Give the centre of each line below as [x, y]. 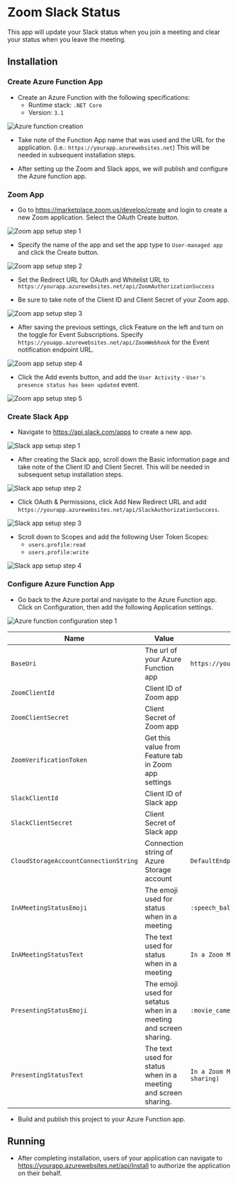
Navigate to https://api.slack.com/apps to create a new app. [105, 432]
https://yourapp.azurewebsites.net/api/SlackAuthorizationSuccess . [118, 510]
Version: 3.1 [46, 112]
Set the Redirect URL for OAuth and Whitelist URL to [93, 280]
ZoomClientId [33, 692]
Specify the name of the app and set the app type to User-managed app [120, 244]
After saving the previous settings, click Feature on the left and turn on [120, 327]
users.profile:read [57, 545]
